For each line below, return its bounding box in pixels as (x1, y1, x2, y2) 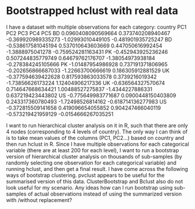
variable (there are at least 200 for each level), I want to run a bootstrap (6, 146, 179, 153)
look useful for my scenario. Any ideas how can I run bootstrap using (6, 184, 173, 191)
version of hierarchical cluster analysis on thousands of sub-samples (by (6, 153, 183, 160)
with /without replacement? (6, 196, 72, 203)
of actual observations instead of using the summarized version (27, 190, 182, 197)
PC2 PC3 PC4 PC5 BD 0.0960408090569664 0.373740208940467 (6, 29, 170, 36)
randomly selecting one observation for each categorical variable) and (6, 159, 177, 166)
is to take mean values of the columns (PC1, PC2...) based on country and (6, 134, 184, 141)
